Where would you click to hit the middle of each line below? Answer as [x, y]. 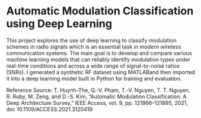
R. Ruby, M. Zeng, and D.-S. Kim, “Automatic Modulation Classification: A [96, 96]
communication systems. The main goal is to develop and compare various [99, 53]
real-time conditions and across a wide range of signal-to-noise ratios [93, 66]
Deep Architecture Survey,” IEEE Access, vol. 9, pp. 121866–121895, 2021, [97, 102]
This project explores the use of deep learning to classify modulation [91, 40]
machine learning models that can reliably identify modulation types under [98, 59]
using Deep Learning [59, 24]
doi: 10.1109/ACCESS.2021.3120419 [50, 109]
